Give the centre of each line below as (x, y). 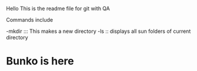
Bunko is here (40, 61)
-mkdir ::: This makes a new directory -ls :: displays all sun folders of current (98, 31)
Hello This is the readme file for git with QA (58, 9)
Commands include (30, 20)
